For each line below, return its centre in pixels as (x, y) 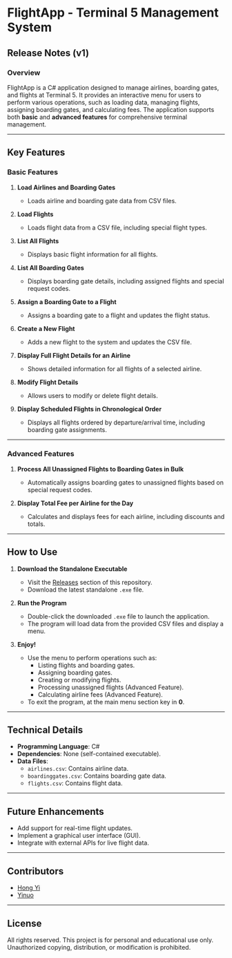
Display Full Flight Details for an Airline (74, 355)
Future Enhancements (56, 811)
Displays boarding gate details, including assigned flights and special (126, 281)
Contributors (36, 871)
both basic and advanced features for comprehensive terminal (97, 117)
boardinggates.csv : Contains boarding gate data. (97, 776)
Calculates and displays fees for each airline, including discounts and (126, 516)
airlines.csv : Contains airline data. (78, 769)
